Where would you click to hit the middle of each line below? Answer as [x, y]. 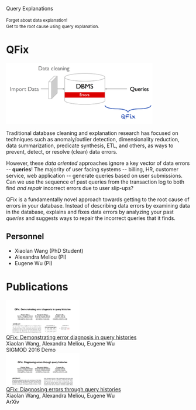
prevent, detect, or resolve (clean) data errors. [62, 151]
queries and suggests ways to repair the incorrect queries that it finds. [91, 218]
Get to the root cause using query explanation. [53, 26]
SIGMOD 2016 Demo [31, 350]
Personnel [25, 237]
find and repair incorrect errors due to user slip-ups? [70, 188]
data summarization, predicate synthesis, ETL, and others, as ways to [90, 145]
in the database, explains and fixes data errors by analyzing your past [90, 212]
